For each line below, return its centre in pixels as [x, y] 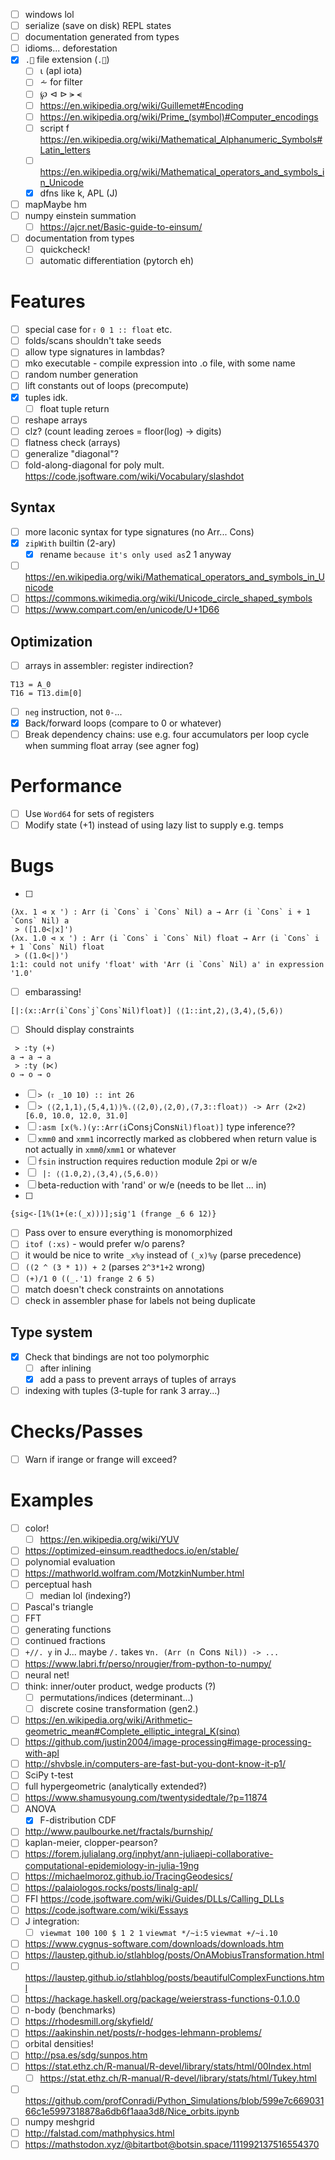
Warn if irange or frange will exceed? [101, 1459]
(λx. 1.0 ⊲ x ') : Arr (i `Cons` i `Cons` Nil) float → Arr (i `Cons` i [165, 939]
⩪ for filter [61, 82]
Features [48, 301]
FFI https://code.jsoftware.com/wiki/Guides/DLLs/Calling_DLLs [154, 1898]
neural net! [47, 1675]
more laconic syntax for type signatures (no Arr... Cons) [139, 531]
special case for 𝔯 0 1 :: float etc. [98, 330]
